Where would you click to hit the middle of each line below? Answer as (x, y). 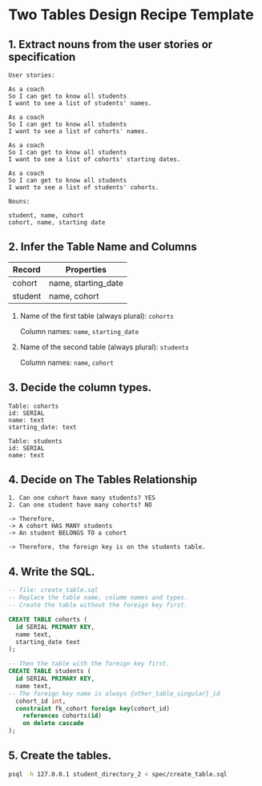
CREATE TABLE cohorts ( (48, 619)
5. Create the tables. (60, 756)
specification (42, 56)
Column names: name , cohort (67, 362)
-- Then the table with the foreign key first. (89, 664)
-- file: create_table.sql (53, 591)
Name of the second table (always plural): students (105, 347)
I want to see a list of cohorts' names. (79, 131)
